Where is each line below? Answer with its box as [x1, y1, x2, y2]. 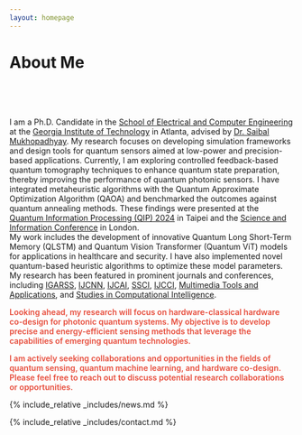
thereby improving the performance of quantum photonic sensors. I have [9, 173, 279, 185]
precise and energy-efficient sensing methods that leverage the [9, 326, 252, 337]
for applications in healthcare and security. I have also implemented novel [9, 250, 283, 262]
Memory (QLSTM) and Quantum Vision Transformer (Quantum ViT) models [9, 241, 288, 252]
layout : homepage [9, 13, 75, 23]
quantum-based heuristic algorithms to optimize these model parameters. [9, 260, 284, 271]
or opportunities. [9, 381, 74, 393]
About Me [9, 51, 85, 72]
